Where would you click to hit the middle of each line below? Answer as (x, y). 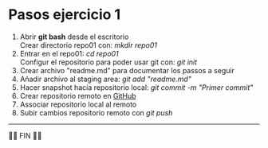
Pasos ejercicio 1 (65, 15)
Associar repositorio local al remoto (78, 104)
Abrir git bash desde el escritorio (74, 37)
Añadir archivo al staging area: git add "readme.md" (105, 79)
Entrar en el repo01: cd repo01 (69, 53)
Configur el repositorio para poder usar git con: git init (108, 62)
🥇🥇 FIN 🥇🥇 (25, 135)
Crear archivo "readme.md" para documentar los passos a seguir (127, 70)
